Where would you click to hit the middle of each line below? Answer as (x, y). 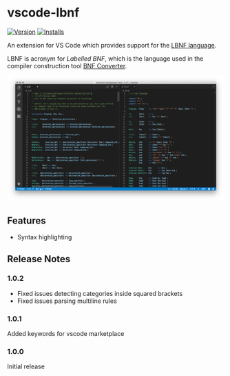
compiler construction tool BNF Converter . (67, 66)
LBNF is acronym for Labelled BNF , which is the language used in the (105, 58)
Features (27, 220)
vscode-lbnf (43, 13)
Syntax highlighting (44, 237)
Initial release (26, 366)
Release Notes (39, 259)
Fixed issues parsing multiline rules (67, 301)
